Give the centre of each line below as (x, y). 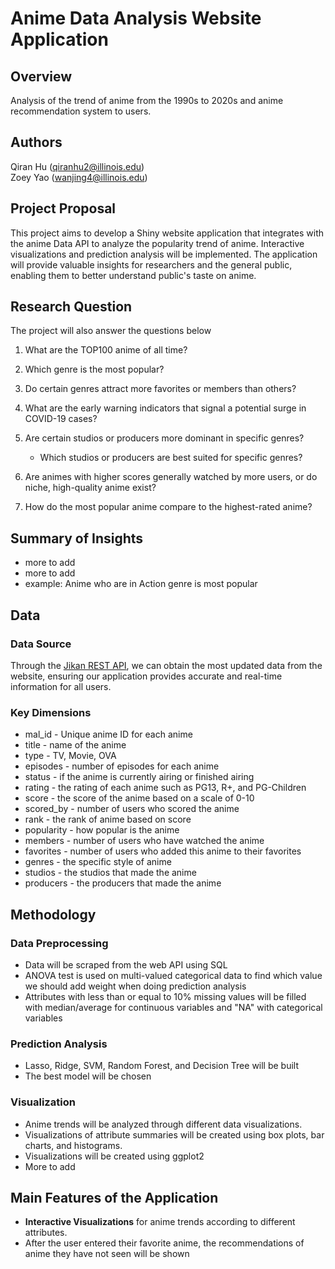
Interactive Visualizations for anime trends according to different (160, 1222)
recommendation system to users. (81, 111)
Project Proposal (63, 208)
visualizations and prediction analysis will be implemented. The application (164, 254)
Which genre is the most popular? (94, 369)
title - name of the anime (75, 745)
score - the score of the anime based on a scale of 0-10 (139, 798)
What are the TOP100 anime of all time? (106, 350)
